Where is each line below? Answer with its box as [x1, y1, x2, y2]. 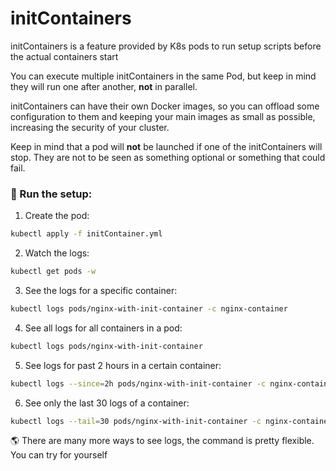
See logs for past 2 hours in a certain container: [24, 359, 222, 371]
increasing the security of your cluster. [10, 121, 170, 133]
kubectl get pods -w [10, 267, 97, 277]
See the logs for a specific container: [24, 284, 178, 296]
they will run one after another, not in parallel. [10, 80, 198, 92]
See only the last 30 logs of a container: [24, 397, 190, 409]
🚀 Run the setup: [10, 187, 93, 201]
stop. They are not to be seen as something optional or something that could [10, 151, 326, 163]
